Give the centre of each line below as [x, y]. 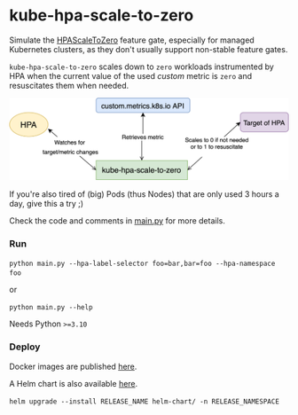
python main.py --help [51, 308]
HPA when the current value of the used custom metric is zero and [131, 75]
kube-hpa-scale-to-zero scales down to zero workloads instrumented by [142, 67]
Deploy [25, 347]
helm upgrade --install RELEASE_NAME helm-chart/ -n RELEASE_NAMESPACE [144, 401]
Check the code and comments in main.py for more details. [118, 221]
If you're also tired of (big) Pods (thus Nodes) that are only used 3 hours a [144, 194]
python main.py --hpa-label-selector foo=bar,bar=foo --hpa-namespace [142, 264]
